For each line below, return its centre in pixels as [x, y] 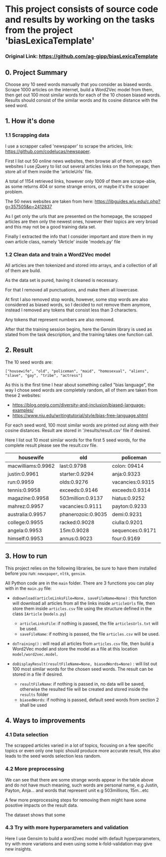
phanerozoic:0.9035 [83, 514]
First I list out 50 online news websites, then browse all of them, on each [79, 161]
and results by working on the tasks [80, 20]
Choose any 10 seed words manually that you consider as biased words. [79, 84]
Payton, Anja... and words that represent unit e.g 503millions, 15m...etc [77, 790]
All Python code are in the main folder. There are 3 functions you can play [80, 583]
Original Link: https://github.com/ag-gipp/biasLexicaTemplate [82, 57]
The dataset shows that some [35, 815]
